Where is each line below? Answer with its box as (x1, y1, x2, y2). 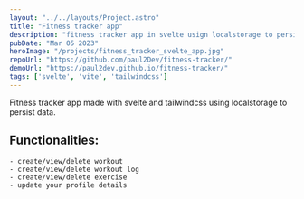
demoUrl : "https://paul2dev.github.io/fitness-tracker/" (9, 64, 229, 73)
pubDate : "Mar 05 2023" (9, 38, 100, 48)
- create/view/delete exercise (9, 173, 128, 182)
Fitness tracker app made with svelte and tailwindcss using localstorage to (9, 97, 288, 108)
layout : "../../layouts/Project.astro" (9, 13, 160, 23)
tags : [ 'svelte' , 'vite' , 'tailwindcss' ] (9, 72, 168, 81)
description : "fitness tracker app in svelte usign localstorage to (9, 30, 273, 39)
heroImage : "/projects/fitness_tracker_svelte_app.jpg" (9, 47, 224, 56)
